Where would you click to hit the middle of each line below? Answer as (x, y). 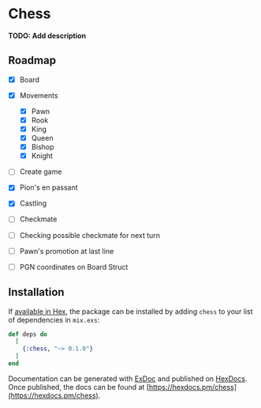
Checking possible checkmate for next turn (89, 235)
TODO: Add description (47, 36)
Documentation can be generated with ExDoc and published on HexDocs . (128, 378)
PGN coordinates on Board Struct (74, 266)
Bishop (43, 147)
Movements (39, 95)
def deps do (28, 334)
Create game (41, 172)
